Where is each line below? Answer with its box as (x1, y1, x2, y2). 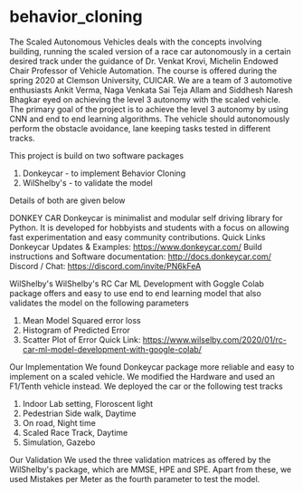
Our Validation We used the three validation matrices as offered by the (9, 454, 271, 465)
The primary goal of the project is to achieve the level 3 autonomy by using (9, 103, 289, 114)
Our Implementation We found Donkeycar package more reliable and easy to (9, 361, 295, 372)
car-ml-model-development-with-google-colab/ (22, 343, 202, 354)
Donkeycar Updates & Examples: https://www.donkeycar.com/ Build (9, 241, 262, 252)
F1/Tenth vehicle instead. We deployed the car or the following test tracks (9, 381, 283, 391)
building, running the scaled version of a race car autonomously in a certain (9, 45, 291, 56)
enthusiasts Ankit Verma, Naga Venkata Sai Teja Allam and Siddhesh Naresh (9, 84, 294, 95)
